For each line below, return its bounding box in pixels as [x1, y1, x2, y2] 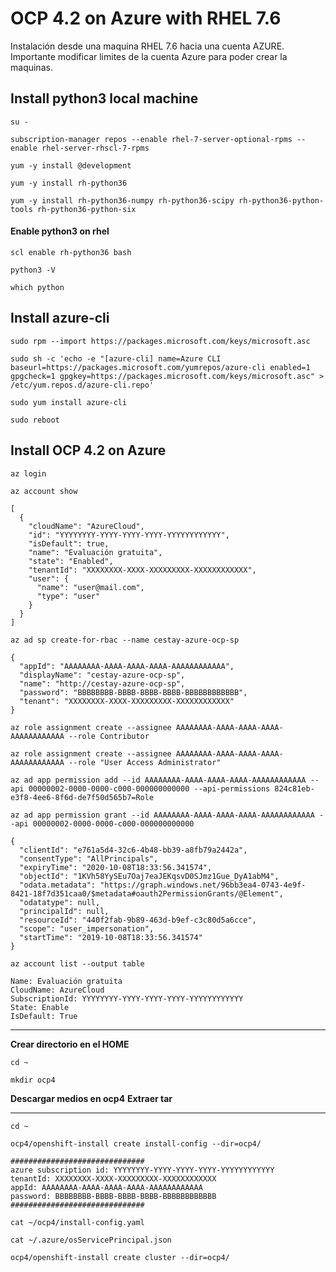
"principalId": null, [19, 906, 110, 916]
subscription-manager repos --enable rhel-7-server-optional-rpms [10, 134, 293, 144]
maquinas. [10, 61, 53, 73]
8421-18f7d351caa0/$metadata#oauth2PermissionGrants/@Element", [10, 888, 284, 899]
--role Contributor [68, 731, 150, 741]
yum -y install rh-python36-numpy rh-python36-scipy [10, 195, 235, 206]
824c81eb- [274, 783, 315, 794]
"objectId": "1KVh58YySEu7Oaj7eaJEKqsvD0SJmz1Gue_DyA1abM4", [19, 871, 280, 881]
